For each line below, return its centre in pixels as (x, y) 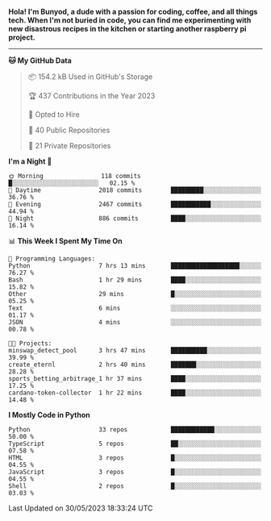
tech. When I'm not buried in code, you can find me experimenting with (130, 20)
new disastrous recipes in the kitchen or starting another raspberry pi (127, 29)
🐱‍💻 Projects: (30, 344)
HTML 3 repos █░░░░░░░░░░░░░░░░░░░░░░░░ (135, 458)
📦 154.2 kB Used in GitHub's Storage (90, 77)
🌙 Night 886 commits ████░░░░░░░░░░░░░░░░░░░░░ (135, 219)
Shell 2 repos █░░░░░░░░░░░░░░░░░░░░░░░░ (135, 486)
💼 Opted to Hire (54, 115)
